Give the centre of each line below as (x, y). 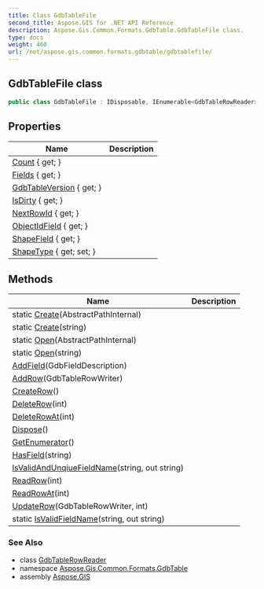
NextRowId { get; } (46, 213)
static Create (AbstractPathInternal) (77, 315)
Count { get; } (37, 162)
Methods (31, 279)
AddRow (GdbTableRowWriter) (68, 378)
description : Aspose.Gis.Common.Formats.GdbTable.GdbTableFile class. (126, 30)
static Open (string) (47, 353)
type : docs (26, 37)
